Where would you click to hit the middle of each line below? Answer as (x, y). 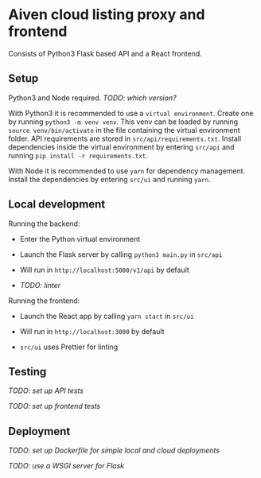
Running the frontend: (44, 301)
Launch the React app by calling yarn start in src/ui (107, 316)
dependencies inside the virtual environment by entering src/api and (121, 147)
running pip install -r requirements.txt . (78, 155)
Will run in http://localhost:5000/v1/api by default (104, 270)
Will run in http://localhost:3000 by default (92, 331)
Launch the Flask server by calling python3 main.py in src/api (121, 254)
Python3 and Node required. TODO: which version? (92, 98)
